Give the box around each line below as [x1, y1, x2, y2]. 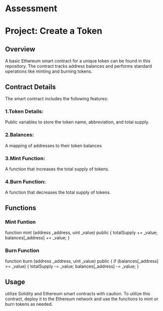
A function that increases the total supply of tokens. [5, 166, 110, 172]
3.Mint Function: [5, 155, 46, 162]
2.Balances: [5, 131, 34, 138]
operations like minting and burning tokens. [5, 68, 93, 74]
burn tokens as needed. [5, 301, 53, 307]
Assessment [5, 3, 57, 14]
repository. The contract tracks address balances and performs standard [5, 63, 152, 69]
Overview [5, 45, 36, 53]
